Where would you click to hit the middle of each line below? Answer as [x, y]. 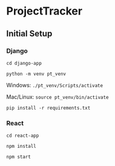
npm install [21, 147]
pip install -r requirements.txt [48, 108]
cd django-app [24, 63]
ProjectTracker [44, 11]
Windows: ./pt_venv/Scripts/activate [55, 85]
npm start [19, 157]
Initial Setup [29, 34]
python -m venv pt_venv [36, 74]
